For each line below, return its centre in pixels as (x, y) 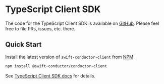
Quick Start (23, 45)
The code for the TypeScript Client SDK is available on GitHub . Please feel (82, 23)
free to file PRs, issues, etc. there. (40, 28)
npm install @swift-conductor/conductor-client (56, 66)
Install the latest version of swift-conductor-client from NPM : (70, 57)
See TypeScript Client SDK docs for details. (50, 76)
